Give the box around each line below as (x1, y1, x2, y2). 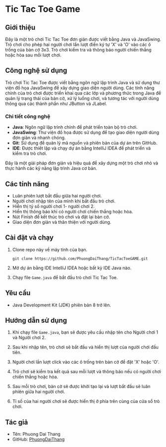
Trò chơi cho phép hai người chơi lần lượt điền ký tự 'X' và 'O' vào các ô (5, 42, 151, 48)
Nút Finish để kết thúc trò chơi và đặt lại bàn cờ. (12, 214, 111, 220)
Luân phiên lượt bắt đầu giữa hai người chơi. (12, 193, 102, 199)
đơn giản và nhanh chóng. (12, 135, 66, 141)
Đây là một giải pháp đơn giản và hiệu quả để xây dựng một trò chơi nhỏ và (5, 160, 159, 166)
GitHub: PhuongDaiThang (12, 437, 65, 443)
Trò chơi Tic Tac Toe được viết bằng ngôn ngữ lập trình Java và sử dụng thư (5, 79, 160, 85)
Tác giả (5, 418, 28, 426)
